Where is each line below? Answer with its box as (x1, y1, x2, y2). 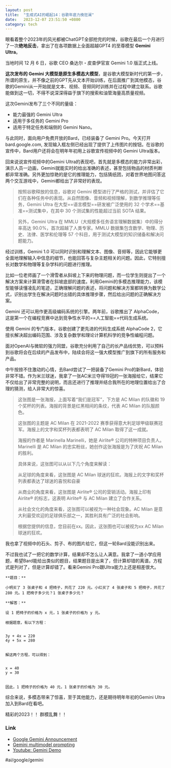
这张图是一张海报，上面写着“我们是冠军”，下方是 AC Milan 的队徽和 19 (17, 396, 165, 403)
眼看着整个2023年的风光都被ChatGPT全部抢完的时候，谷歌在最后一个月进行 (5, 36, 164, 42)
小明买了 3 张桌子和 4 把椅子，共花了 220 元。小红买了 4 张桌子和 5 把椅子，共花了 (5, 585, 165, 591)
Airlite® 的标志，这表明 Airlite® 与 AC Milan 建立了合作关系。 (17, 495, 145, 501)
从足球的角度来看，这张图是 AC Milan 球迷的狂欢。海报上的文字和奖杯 (17, 472, 164, 478)
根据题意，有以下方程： (5, 620, 47, 625)
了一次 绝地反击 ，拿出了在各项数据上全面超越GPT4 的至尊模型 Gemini (5, 43, 151, 49)
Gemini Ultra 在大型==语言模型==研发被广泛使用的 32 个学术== (26, 201, 160, 208)
